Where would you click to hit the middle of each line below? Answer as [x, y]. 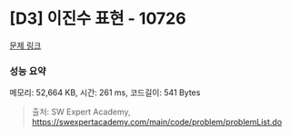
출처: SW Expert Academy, [81, 112]
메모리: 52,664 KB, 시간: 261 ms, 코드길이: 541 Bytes [105, 92]
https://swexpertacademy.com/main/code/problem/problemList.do [157, 122]
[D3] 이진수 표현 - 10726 [98, 19]
